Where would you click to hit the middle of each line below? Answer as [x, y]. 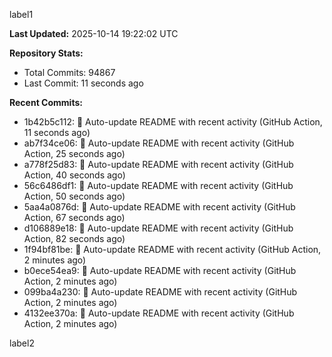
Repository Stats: [46, 53]
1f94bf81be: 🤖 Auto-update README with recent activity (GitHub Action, [172, 249]
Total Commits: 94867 [69, 72]
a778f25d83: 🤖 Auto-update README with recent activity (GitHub [158, 164]
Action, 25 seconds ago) [74, 153]
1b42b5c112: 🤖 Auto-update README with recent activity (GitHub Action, [173, 122]
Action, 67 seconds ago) [74, 217]
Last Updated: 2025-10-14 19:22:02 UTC [94, 33]
